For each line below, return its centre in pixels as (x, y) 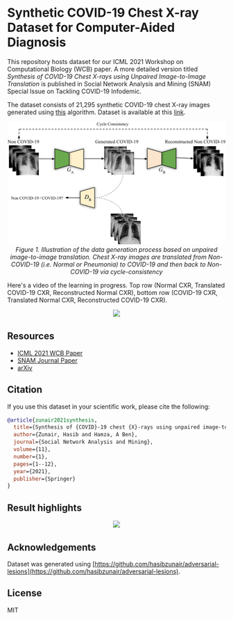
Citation (25, 390)
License (25, 593)
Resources (31, 336)
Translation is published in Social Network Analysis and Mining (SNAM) (109, 84)
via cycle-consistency (131, 271)
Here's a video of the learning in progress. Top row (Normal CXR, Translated (116, 285)
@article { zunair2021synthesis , (52, 420)
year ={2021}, (32, 471)
